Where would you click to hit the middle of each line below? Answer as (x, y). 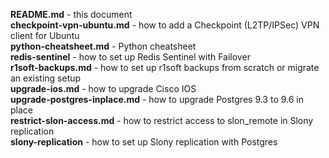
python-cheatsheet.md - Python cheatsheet (103, 46)
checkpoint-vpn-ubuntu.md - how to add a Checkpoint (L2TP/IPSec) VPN (165, 25)
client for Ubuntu (45, 35)
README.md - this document (71, 14)
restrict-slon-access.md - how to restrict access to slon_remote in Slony (162, 120)
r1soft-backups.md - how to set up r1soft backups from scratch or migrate (165, 67)
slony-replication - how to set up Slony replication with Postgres (144, 142)
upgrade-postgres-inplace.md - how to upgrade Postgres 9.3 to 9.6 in (157, 99)
